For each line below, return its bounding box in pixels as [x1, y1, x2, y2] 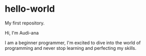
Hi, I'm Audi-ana [5, 30, 39, 36]
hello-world [5, 3, 55, 15]
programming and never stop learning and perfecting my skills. [5, 45, 137, 51]
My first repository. [5, 20, 45, 26]
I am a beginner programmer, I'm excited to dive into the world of [5, 39, 141, 46]
